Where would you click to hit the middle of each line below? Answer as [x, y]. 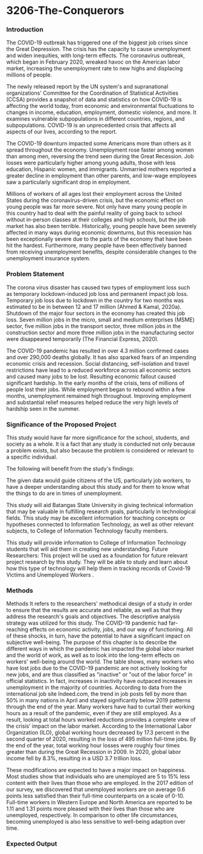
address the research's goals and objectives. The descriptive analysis [93, 617]
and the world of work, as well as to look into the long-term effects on [93, 655]
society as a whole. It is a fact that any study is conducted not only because [101, 444]
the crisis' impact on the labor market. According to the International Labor [99, 726]
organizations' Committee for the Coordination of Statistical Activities [92, 93]
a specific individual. [32, 457]
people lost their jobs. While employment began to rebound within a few [96, 389]
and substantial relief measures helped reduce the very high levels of [92, 402]
